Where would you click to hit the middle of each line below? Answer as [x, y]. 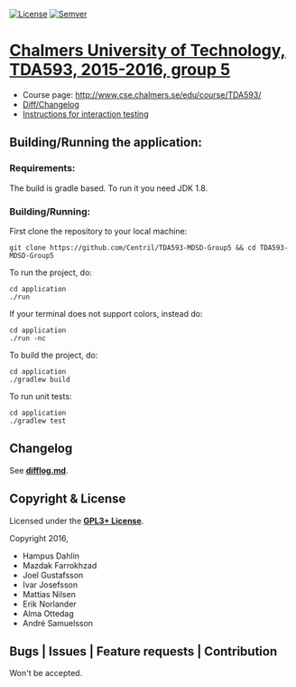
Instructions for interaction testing [85, 114]
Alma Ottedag [48, 613]
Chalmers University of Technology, [148, 51]
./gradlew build [40, 379]
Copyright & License [68, 499]
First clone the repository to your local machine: [98, 231]
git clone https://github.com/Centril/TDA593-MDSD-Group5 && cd [133, 248]
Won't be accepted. [46, 673]
